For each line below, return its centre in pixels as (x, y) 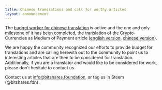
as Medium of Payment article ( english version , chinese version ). (93, 38)
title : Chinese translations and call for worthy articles (66, 9)
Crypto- (128, 33)
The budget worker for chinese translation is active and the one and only (77, 27)
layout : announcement (27, 14)
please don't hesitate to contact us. (40, 67)
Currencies (16, 38)
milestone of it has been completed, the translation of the (62, 33)
